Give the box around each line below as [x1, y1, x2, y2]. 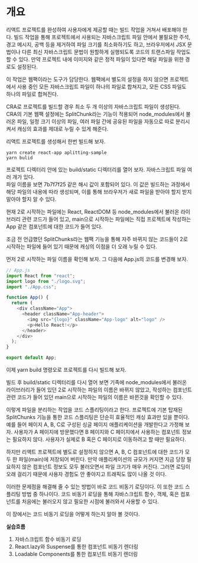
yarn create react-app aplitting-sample [6, 149, 108, 156]
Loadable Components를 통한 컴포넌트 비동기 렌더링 [14, 551, 138, 558]
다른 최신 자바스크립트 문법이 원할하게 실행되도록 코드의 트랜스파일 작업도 [21, 48, 191, 55]
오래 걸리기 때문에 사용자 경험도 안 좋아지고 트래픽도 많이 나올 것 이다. [6, 471, 167, 478]
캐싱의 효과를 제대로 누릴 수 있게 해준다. [17, 125, 109, 132]
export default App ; [6, 355, 57, 361]
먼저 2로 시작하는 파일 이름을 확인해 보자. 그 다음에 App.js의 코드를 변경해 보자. [6, 255, 188, 262]
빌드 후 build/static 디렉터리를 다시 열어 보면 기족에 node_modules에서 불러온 [6, 379, 187, 386]
